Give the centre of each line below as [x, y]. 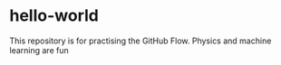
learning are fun [39, 50]
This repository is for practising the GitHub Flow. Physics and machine [140, 41]
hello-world [54, 16]
